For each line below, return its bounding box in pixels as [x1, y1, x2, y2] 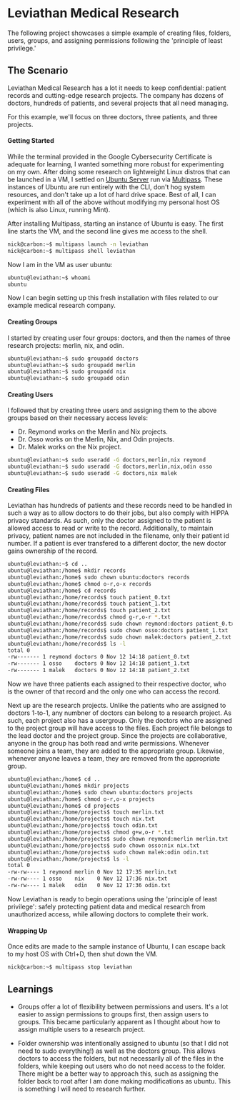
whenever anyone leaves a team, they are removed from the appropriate [7, 754, 220, 763]
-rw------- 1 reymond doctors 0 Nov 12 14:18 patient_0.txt [7, 654, 191, 661]
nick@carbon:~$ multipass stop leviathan [7, 964, 133, 971]
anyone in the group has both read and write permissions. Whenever [7, 739, 209, 748]
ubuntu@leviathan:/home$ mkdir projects [7, 782, 130, 789]
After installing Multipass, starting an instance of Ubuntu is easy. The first [7, 219, 224, 228]
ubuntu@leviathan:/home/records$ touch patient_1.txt [7, 600, 171, 608]
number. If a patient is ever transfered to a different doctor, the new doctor [7, 539, 226, 548]
